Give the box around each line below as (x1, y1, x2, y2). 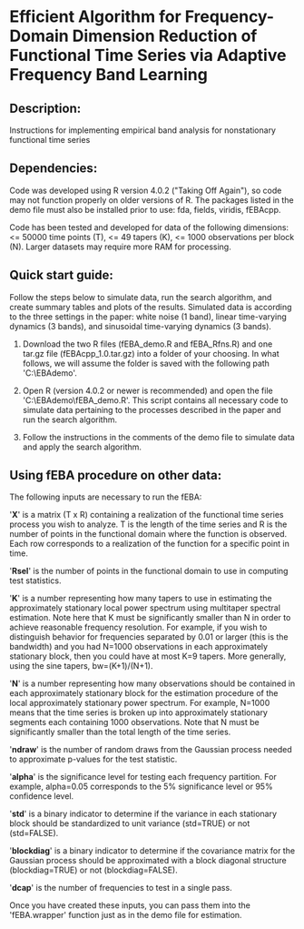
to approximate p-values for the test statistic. (9, 753, 178, 765)
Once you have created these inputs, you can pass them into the (9, 900, 251, 911)
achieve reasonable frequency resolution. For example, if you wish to (9, 621, 268, 633)
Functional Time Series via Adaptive (9, 45, 287, 66)
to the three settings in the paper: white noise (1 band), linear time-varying (9, 311, 288, 322)
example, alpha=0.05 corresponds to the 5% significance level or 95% (9, 781, 274, 793)
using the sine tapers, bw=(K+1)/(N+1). (9, 661, 153, 672)
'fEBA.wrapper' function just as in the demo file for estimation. (9, 910, 242, 921)
